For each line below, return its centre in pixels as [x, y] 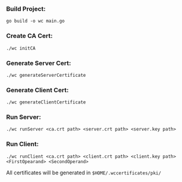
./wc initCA [21, 48]
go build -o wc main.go [36, 21]
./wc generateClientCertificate [46, 102]
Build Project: [26, 9]
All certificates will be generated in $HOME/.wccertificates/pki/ [84, 173]
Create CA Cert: [30, 36]
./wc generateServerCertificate [46, 75]
